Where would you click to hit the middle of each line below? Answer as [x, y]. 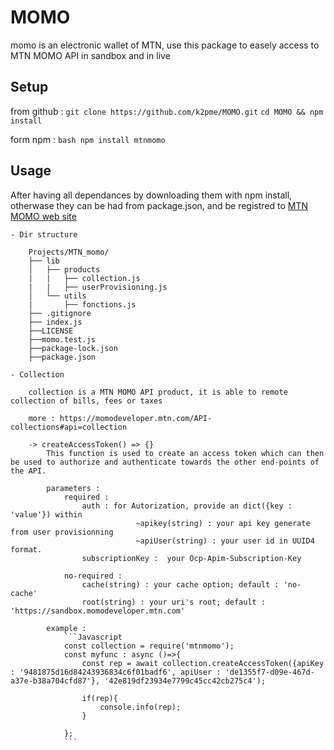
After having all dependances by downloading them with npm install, [151, 195]
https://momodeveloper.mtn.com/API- [136, 418]
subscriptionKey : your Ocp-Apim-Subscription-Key [191, 558]
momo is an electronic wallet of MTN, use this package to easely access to [165, 45]
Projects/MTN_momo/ [69, 252]
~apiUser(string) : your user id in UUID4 [225, 541]
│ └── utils [57, 296]
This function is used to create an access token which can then [185, 453]
